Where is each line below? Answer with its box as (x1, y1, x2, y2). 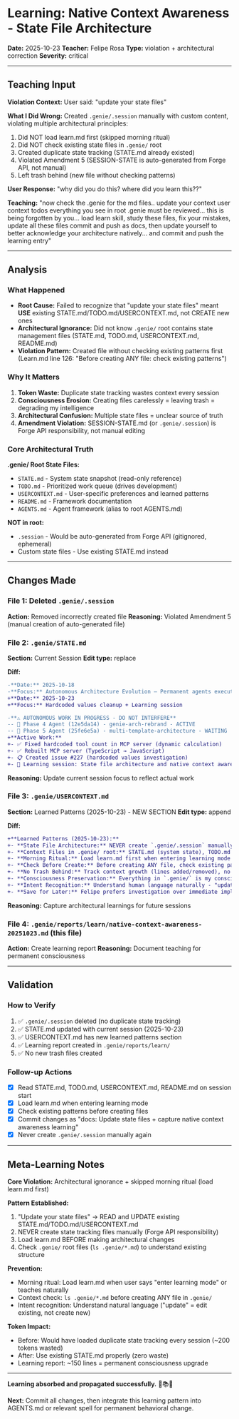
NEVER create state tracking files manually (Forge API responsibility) (17, 1228, 219, 1236)
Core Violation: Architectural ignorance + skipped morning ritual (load (7, 1177, 213, 1186)
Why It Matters (7, 372, 60, 382)
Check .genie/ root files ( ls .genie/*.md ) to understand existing (17, 1243, 207, 1251)
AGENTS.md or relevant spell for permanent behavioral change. (7, 1404, 194, 1413)
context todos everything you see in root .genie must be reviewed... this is (7, 205, 224, 215)
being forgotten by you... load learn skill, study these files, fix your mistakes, (7, 213, 231, 222)
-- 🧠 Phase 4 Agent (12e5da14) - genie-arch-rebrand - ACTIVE (7, 721, 196, 728)
